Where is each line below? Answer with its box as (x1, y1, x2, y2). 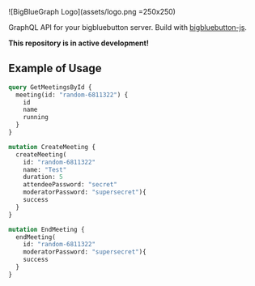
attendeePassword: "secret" (23, 181, 117, 189)
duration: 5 (23, 173, 63, 181)
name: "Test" (23, 165, 67, 173)
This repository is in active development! (8, 38, 150, 48)
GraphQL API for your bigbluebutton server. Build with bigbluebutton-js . (8, 23, 247, 32)
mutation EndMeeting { (8, 225, 85, 233)
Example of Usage (8, 62, 102, 75)
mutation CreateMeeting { (8, 143, 96, 151)
